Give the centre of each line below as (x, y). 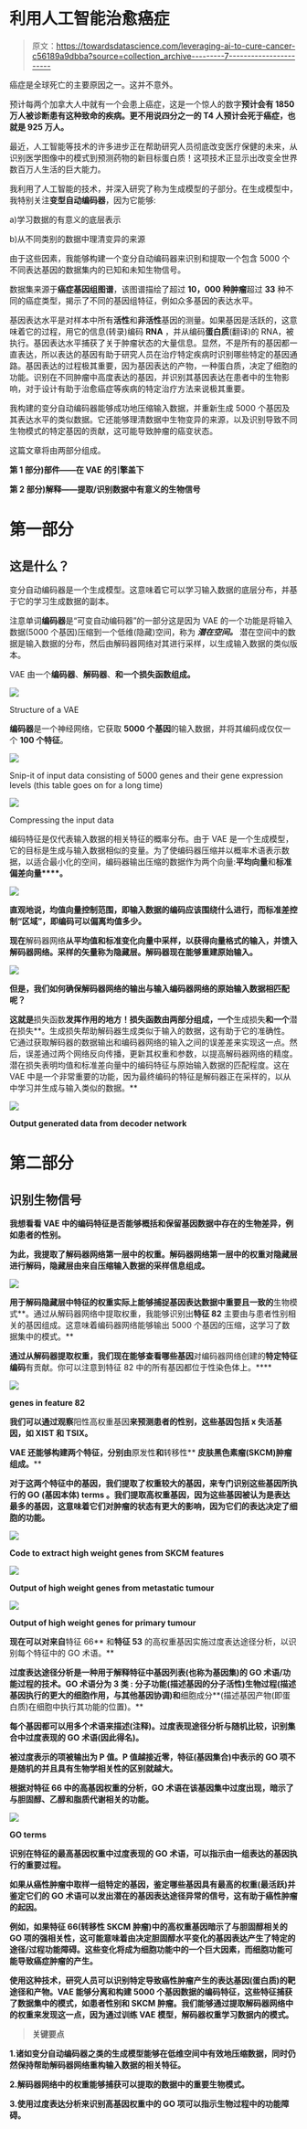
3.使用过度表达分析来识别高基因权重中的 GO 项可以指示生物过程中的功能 (145, 2103)
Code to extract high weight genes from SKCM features (117, 1553)
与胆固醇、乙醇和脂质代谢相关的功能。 (81, 1799)
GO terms (28, 1835)
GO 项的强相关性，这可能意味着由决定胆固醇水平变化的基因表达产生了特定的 (153, 1938)
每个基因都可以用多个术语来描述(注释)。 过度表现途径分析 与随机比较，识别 (148, 1726)
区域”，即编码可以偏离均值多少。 (84, 921)
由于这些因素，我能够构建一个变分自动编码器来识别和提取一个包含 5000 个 (150, 258)
